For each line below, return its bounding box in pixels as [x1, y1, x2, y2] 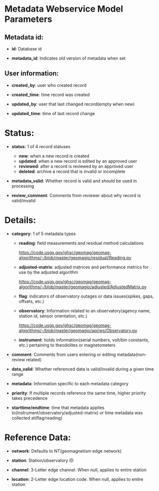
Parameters [4, 14, 53, 25]
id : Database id [11, 46, 42, 51]
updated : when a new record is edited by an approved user [18, 158, 137, 164]
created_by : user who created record [11, 82, 87, 88]
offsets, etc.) [18, 298, 44, 304]
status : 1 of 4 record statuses [11, 143, 71, 149]
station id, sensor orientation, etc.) [18, 313, 87, 319]
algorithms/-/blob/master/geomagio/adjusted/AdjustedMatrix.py [18, 284, 147, 289]
